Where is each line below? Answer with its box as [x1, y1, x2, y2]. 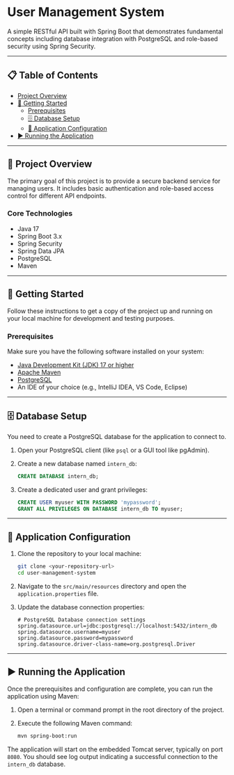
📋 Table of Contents [7, 70, 99, 81]
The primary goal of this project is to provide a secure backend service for [7, 177, 221, 185]
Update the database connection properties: [17, 602, 145, 611]
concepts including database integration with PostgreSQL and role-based [7, 34, 218, 42]
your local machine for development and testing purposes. [7, 314, 175, 322]
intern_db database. [7, 760, 66, 768]
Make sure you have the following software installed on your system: [7, 347, 204, 355]
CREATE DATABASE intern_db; [17, 472, 99, 480]
